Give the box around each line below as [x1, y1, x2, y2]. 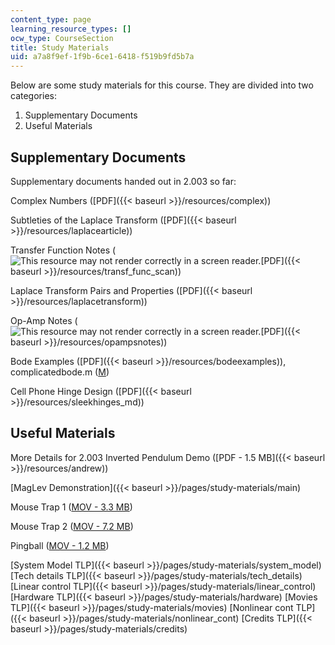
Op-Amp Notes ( [10, 314, 78, 326]
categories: [10, 90, 57, 102]
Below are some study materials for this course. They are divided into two [10, 79, 314, 91]
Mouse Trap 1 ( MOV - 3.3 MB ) [10, 501, 133, 513]
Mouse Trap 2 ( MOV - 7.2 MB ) [10, 520, 134, 532]
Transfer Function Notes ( [10, 244, 117, 256]
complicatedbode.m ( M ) [10, 366, 110, 378]
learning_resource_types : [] [10, 24, 132, 34]
